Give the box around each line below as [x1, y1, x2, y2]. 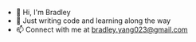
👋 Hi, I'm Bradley [15, 8, 71, 17]
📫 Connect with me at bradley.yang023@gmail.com [15, 25, 189, 34]
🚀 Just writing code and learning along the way [15, 16, 171, 25]
